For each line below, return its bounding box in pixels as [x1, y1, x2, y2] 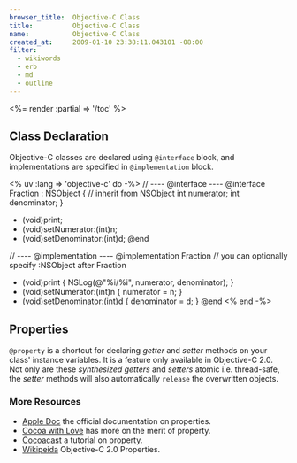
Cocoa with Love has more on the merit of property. [21, 425, 211, 436]
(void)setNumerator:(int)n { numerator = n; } [21, 287, 183, 297]
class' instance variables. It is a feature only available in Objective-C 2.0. [9, 355, 274, 366]
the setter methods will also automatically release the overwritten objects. [9, 374, 278, 384]
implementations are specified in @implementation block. [9, 161, 214, 173]
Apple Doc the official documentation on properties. [21, 415, 212, 426]
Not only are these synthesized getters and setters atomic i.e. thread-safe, [9, 364, 280, 374]
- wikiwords [17, 54, 62, 63]
